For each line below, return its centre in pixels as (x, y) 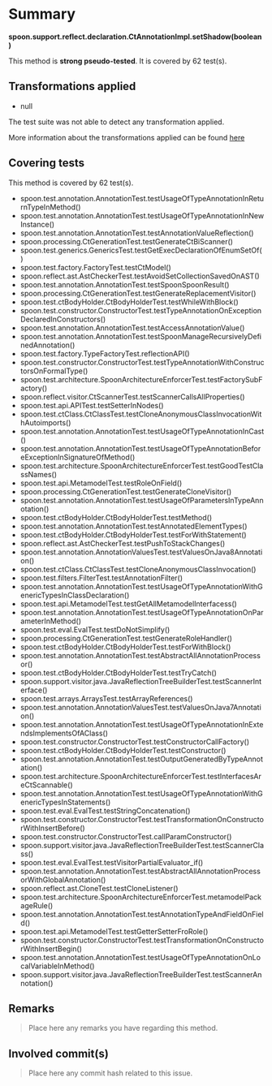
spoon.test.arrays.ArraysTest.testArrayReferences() (106, 698)
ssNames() (39, 474)
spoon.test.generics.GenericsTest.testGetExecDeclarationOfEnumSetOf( (141, 250)
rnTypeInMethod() (50, 207)
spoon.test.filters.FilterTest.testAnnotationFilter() (101, 578)
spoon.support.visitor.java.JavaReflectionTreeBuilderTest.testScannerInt (141, 681)
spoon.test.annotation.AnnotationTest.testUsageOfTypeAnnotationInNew (142, 215)
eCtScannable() (46, 785)
